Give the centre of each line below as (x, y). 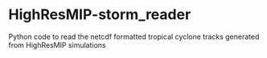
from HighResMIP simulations (57, 44)
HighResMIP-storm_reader (100, 15)
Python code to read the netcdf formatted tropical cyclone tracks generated (134, 37)
